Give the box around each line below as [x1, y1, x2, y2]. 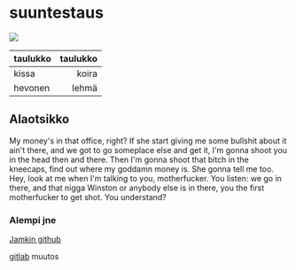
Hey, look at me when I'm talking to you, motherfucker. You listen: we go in [9, 173, 282, 183]
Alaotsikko [9, 112, 70, 127]
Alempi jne [9, 213, 57, 226]
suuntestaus [9, 3, 105, 23]
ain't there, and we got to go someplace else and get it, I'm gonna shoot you [9, 144, 288, 155]
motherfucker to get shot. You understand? [9, 191, 167, 202]
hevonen [13, 81, 51, 94]
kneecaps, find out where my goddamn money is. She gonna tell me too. [9, 163, 275, 174]
